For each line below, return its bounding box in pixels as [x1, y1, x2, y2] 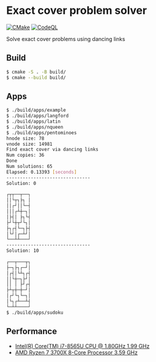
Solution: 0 [6, 180, 36, 186]
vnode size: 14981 [6, 141, 53, 147]
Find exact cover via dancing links [6, 146, 99, 153]
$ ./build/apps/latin [6, 118, 61, 124]
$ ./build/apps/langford [6, 113, 69, 119]
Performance [6, 326, 57, 337]
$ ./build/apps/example [6, 107, 67, 114]
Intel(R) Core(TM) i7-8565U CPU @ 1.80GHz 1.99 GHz [15, 342, 150, 349]
